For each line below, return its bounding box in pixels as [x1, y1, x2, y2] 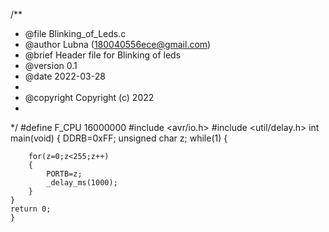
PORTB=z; [46, 169, 83, 179]
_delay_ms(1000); [46, 178, 118, 188]
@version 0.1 [24, 60, 78, 71]
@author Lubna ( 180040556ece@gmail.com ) [24, 39, 212, 50]
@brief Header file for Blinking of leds [24, 49, 182, 61]
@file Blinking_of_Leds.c [24, 28, 127, 39]
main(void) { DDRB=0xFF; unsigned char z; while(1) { [10, 132, 228, 144]
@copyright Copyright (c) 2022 [24, 92, 155, 103]
